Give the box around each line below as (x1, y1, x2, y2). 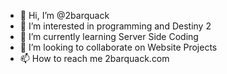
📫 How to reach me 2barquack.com (19, 53, 170, 64)
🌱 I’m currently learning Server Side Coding (19, 31, 199, 42)
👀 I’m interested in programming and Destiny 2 (19, 20, 212, 32)
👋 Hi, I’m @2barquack (19, 10, 110, 21)
